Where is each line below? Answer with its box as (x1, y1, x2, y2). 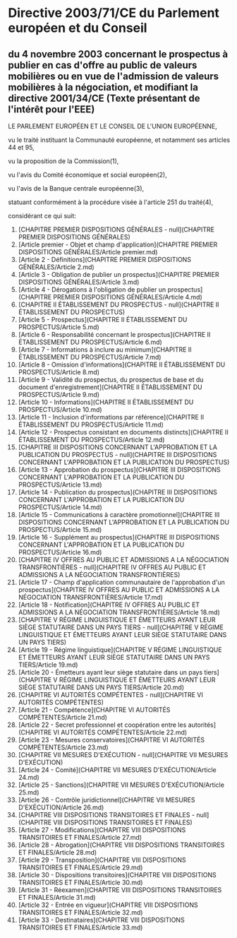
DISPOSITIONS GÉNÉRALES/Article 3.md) (18, 278, 140, 286)
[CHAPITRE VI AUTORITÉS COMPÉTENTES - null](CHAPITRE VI (18, 691, 203, 699)
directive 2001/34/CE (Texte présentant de (8, 92, 200, 104)
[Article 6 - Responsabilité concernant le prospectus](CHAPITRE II (18, 331, 211, 338)
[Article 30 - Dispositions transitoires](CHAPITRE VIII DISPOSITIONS (18, 871, 217, 879)
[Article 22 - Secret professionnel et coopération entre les (18, 720, 187, 729)
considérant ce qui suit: (8, 212, 77, 220)
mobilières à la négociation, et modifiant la (8, 81, 198, 93)
